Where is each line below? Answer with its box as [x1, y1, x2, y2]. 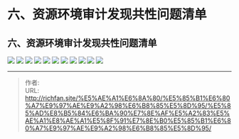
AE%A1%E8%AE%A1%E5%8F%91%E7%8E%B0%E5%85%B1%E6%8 [24, 116, 231, 125]
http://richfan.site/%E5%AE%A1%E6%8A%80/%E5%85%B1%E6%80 [24, 94, 230, 102]
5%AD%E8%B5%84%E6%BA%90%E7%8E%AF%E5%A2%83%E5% [24, 109, 230, 117]
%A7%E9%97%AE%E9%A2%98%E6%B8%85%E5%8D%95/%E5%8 [24, 101, 231, 110]
